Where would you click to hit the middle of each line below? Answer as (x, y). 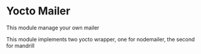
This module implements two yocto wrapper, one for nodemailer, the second (100, 39)
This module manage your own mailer (53, 28)
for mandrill (20, 46)
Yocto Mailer (38, 11)
